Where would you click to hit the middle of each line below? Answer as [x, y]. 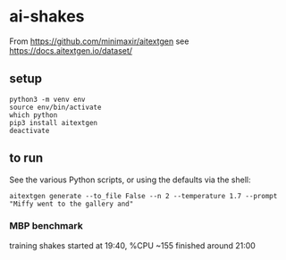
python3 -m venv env [48, 99]
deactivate [29, 130]
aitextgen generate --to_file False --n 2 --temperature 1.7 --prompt [143, 196]
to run [26, 158]
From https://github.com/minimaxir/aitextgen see [99, 41]
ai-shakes [47, 17]
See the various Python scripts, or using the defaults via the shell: [130, 180]
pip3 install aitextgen [54, 122]
